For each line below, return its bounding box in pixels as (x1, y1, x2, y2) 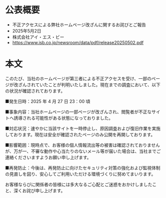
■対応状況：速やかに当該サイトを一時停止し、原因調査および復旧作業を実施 (5, 125, 161, 131)
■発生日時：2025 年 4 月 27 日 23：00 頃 (5, 98, 90, 104)
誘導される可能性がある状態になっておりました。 (13, 115, 113, 121)
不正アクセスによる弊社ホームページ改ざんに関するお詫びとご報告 (12, 22, 146, 28)
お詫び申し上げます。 (22, 188, 66, 194)
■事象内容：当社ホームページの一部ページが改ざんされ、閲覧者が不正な (5, 109, 152, 115)
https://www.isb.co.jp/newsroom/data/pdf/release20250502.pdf (12, 39, 144, 45)
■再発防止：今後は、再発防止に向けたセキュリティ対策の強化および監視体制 (5, 165, 161, 170)
